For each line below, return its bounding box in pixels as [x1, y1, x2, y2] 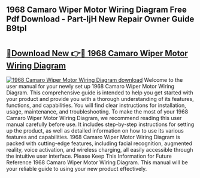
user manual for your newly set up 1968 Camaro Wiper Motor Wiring [6, 83, 175, 90]
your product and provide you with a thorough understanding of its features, [6, 96, 195, 102]
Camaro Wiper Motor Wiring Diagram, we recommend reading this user [6, 115, 182, 121]
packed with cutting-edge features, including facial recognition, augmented [6, 140, 193, 147]
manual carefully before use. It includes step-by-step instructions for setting [6, 121, 195, 128]
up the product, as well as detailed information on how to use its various [6, 127, 184, 134]
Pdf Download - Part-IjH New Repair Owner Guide [6, 14, 195, 24]
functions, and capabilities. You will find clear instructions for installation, [6, 102, 187, 109]
